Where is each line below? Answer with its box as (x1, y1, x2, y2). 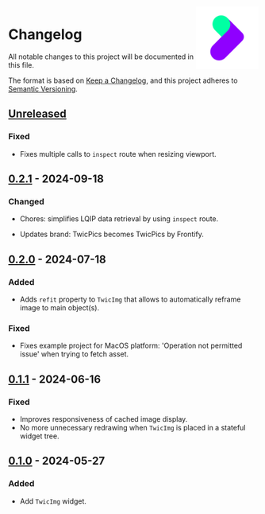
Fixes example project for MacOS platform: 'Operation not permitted (19, 341, 243, 351)
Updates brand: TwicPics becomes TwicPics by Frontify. (19, 229, 204, 239)
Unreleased (8, 107, 67, 121)
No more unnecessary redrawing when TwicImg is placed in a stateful (19, 422, 246, 432)
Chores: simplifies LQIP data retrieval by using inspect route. (19, 214, 219, 224)
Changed (8, 196, 45, 207)
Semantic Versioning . (8, 84, 78, 93)
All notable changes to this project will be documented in (8, 52, 194, 61)
